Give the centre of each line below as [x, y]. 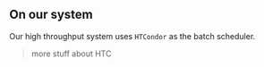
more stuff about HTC [71, 54]
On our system [51, 15]
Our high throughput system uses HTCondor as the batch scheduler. [132, 36]
